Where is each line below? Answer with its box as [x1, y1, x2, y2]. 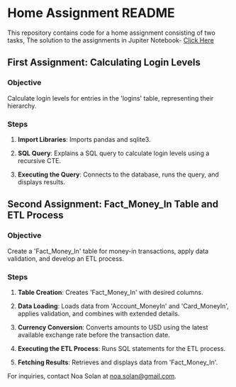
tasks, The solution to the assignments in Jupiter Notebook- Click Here [7, 35, 214, 44]
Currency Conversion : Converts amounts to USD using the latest [17, 322, 208, 331]
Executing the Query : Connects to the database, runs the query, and [17, 170, 220, 179]
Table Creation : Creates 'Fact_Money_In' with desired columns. [17, 288, 203, 296]
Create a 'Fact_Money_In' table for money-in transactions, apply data [7, 247, 209, 255]
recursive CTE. [17, 156, 62, 164]
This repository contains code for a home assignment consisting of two [7, 28, 216, 37]
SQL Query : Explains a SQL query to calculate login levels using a [17, 149, 210, 157]
